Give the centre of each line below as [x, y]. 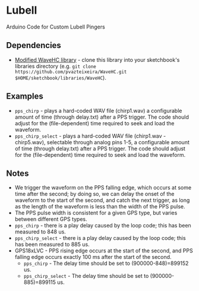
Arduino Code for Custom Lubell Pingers [56, 27]
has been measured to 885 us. [52, 245]
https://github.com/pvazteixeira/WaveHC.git [71, 72]
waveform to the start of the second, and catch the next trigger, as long [102, 200]
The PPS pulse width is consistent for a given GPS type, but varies [96, 213]
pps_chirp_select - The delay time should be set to [86, 276]
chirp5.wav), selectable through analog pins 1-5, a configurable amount [102, 142]
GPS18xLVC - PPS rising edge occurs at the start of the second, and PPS [104, 251]
